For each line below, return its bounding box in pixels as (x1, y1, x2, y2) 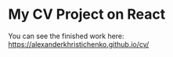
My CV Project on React (8, 5, 166, 23)
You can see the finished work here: (8, 31, 124, 41)
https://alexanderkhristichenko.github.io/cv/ (8, 39, 150, 48)
